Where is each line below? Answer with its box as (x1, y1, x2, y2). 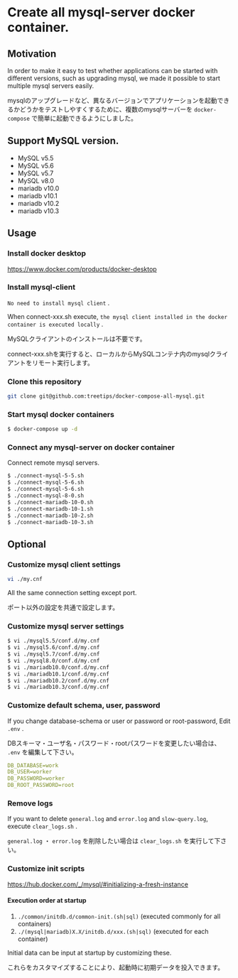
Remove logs (7, 798, 53, 808)
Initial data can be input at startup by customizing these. (7, 948, 172, 957)
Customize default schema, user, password (7, 700, 161, 710)
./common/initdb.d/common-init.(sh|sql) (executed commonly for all (17, 912, 221, 920)
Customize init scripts (7, 864, 85, 874)
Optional (7, 538, 46, 550)
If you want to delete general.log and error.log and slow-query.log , (7, 815, 208, 823)
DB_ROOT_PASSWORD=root (7, 782, 75, 789)
